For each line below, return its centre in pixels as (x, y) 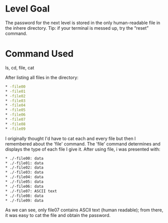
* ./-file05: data (24, 182)
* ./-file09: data (24, 200)
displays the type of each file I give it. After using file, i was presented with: (83, 149)
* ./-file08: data (24, 196)
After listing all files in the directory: (42, 77)
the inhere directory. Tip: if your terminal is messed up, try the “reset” (77, 28)
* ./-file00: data (24, 158)
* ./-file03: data (24, 172)
